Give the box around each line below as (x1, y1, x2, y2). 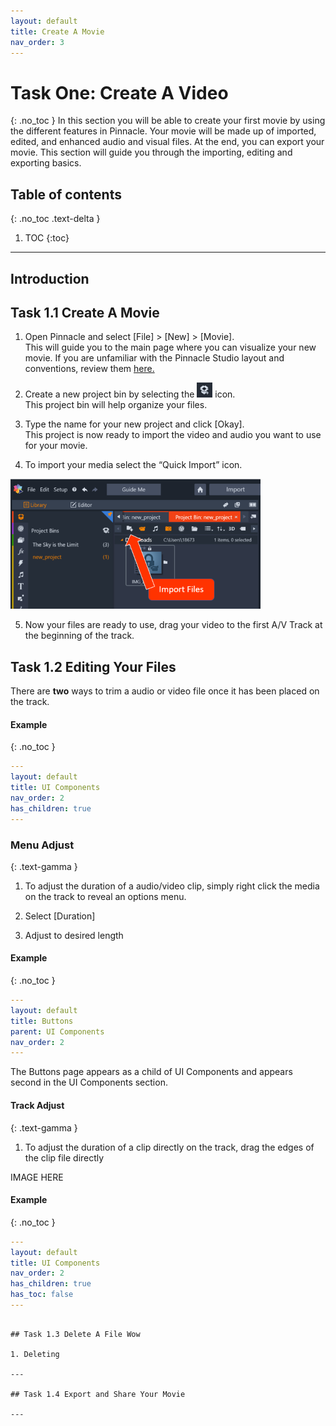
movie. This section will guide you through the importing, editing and (10, 146, 293, 159)
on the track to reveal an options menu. (24, 890, 187, 902)
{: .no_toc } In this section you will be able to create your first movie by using (10, 115, 326, 127)
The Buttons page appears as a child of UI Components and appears (10, 1066, 293, 1078)
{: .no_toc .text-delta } (10, 213, 101, 225)
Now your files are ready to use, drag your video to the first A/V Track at (24, 619, 323, 631)
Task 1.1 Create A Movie (10, 304, 160, 321)
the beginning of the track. (24, 630, 135, 642)
